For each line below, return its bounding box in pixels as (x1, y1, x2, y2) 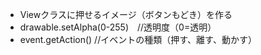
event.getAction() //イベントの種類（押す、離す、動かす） (19, 34, 257, 45)
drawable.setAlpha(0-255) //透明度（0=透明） (19, 21, 217, 33)
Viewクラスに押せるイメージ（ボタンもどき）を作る (19, 9, 233, 20)
